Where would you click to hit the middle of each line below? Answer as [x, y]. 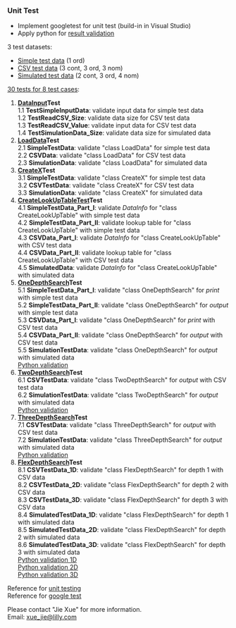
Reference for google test [44, 596]
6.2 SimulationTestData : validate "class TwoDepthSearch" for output [118, 395]
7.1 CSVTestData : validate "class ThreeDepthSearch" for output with [117, 425]
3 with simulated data [49, 553]
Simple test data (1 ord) [51, 61]
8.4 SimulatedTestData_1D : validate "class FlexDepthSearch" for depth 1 [123, 515]
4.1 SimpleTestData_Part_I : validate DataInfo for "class [97, 208]
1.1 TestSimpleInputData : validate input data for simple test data [111, 111]
